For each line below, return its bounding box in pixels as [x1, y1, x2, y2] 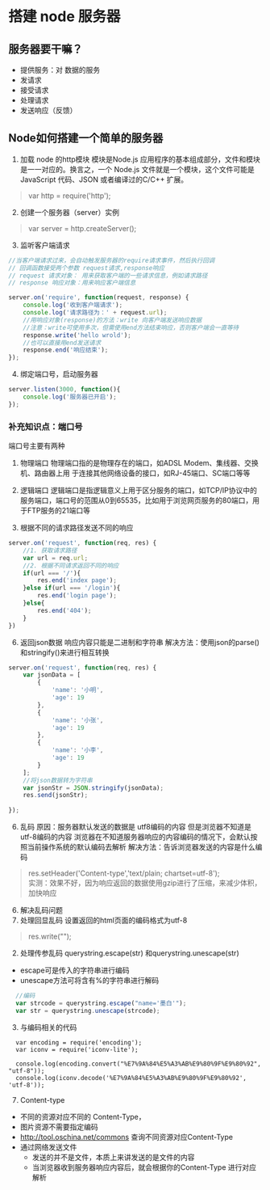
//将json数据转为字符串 [23, 776, 93, 784]
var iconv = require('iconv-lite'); [15, 1045, 139, 1053]
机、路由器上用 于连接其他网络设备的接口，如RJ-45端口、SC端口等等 [19, 468, 251, 478]
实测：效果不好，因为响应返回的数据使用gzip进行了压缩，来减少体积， [27, 878, 262, 888]
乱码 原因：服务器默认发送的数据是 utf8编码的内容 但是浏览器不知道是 [19, 822, 251, 832]
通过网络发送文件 [19, 1141, 77, 1152]
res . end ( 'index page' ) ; [37, 576, 117, 584]
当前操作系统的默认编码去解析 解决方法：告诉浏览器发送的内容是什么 [27, 842, 255, 852]
